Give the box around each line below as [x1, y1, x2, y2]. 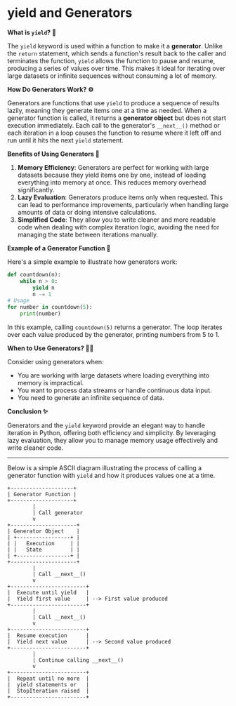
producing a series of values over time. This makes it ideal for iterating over [7, 64, 226, 72]
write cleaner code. [7, 444, 64, 452]
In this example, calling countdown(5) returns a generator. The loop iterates [7, 323, 223, 331]
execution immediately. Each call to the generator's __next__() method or [7, 121, 220, 129]
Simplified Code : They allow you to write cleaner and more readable [17, 215, 216, 224]
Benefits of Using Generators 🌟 [7, 149, 100, 158]
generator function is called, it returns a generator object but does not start [7, 114, 227, 122]
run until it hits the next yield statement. [7, 135, 124, 145]
